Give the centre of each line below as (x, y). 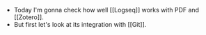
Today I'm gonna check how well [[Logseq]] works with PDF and (106, 10)
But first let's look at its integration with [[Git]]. (80, 24)
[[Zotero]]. (29, 17)
